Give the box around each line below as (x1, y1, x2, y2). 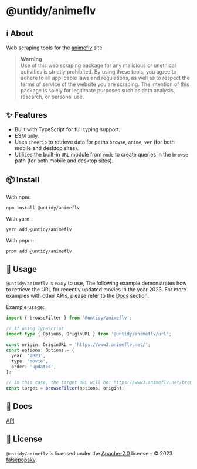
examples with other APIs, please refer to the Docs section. (6, 292, 150, 300)
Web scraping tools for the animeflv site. (6, 44, 104, 51)
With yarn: (6, 215, 31, 222)
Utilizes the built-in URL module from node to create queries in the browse (14, 151, 189, 158)
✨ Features (6, 110, 47, 120)
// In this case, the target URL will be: (6, 380, 111, 386)
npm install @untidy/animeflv (6, 205, 80, 211)
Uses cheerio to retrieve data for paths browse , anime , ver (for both (14, 138, 175, 145)
